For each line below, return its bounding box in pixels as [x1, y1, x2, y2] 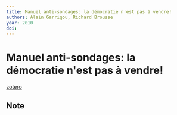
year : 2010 [6, 20, 33, 26]
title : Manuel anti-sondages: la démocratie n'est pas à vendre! [6, 8, 172, 15]
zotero [6, 83, 22, 91]
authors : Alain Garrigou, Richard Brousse [6, 14, 113, 20]
